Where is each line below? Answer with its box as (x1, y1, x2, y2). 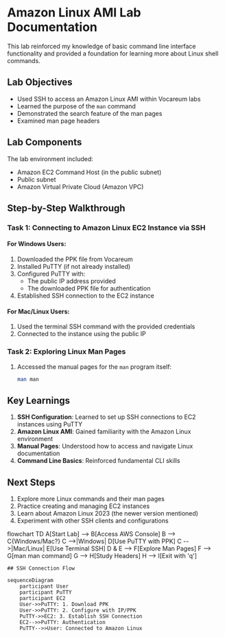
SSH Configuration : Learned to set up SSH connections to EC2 (16, 413, 196, 421)
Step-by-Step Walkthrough (7, 202, 126, 214)
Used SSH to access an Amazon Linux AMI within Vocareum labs (16, 95, 201, 103)
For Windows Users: (7, 240, 67, 248)
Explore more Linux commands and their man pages (16, 495, 165, 503)
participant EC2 (19, 595, 67, 602)
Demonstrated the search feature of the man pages (16, 109, 163, 117)
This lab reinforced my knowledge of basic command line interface (7, 42, 197, 50)
